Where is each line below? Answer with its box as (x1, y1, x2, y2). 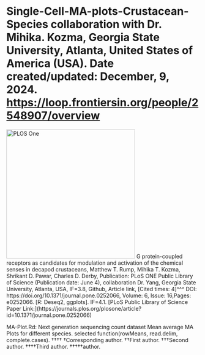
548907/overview (6, 109, 100, 123)
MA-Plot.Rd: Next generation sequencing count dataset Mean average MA (6, 323, 194, 330)
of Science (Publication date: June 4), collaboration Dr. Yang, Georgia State (6, 278, 196, 286)
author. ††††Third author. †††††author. (6, 343, 101, 350)
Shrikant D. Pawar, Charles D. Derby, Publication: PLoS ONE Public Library (6, 272, 193, 279)
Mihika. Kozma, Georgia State (6, 31, 160, 44)
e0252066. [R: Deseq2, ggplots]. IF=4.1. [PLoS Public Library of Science (6, 298, 188, 305)
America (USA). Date (6, 57, 114, 71)
